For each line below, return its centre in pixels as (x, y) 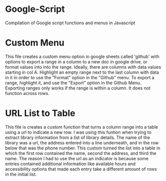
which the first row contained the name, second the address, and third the (81, 153)
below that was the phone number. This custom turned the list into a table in (83, 148)
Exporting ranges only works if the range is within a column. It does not (78, 88)
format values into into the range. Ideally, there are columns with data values (83, 67)
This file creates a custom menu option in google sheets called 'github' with (82, 56)
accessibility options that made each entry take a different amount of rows (81, 169)
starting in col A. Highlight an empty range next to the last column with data (82, 72)
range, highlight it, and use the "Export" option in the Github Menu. (73, 83)
